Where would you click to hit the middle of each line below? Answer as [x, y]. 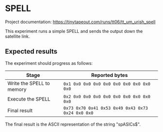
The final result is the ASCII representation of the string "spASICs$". [73, 124]
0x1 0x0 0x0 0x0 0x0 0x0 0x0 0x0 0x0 [107, 84]
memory [17, 89]
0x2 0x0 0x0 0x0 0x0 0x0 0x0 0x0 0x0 [107, 96]
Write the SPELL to [29, 83]
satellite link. [17, 36]
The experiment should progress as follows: [49, 63]
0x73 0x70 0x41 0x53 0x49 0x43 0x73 [106, 108]
